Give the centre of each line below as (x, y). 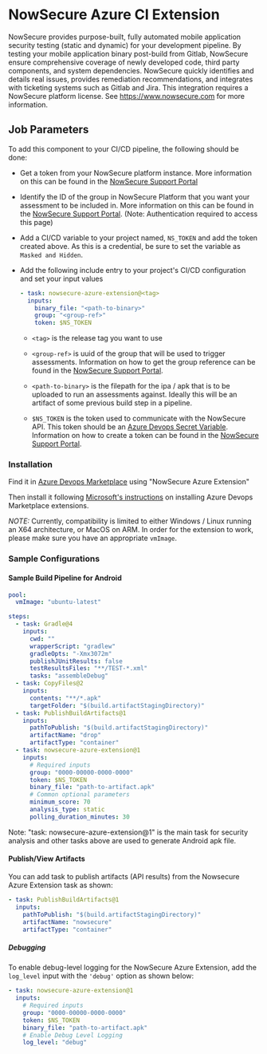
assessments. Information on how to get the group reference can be (143, 362)
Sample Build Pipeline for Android (65, 578)
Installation (31, 464)
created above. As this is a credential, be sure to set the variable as (130, 246)
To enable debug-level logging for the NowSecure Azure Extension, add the (133, 968)
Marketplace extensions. (49, 506)
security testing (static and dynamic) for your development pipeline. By (125, 45)
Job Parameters (49, 130)
